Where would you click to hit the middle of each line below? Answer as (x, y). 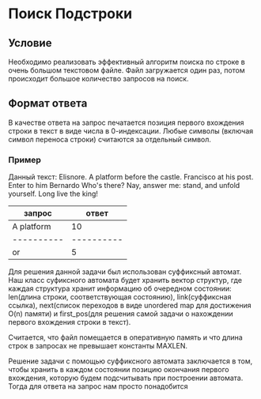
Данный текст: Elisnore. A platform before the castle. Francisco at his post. (131, 177)
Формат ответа (48, 104)
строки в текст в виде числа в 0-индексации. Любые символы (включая (131, 130)
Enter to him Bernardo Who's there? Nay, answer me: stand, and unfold (124, 186)
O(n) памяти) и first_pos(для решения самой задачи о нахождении (121, 314)
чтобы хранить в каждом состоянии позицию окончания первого (119, 370)
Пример (25, 160)
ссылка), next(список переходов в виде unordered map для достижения (130, 306)
